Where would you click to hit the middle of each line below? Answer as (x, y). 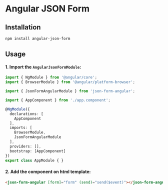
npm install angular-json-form (38, 38)
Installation (23, 27)
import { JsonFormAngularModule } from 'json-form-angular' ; (70, 91)
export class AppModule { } (34, 160)
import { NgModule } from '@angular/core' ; (51, 77)
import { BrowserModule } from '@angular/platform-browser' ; (70, 82)
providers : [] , (25, 146)
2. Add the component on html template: (48, 172)
